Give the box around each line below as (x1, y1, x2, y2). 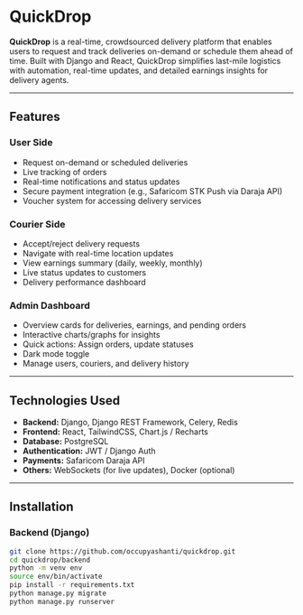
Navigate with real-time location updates (22, 247, 174, 258)
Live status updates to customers (22, 266, 147, 277)
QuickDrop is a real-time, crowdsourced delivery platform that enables (9, 36, 272, 47)
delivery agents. (9, 74, 69, 85)
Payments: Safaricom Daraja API (22, 455, 146, 466)
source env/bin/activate (9, 572, 103, 582)
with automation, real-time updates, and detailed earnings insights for (9, 65, 269, 76)
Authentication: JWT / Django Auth (22, 445, 156, 457)
